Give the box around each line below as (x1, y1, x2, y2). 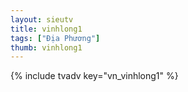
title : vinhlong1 (10, 24, 83, 34)
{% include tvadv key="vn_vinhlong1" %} (10, 70, 179, 82)
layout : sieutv (10, 14, 74, 25)
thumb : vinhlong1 (10, 42, 83, 53)
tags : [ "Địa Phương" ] (10, 33, 101, 43)
